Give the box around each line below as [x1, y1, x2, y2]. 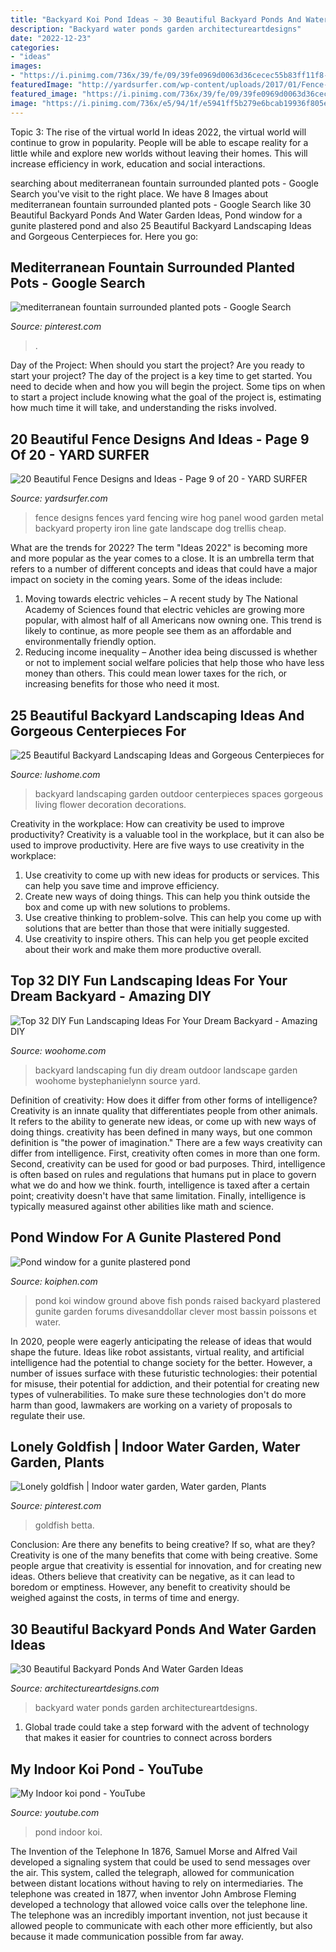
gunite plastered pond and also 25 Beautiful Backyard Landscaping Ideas [10, 219, 312, 231]
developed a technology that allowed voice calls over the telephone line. [10, 1899, 308, 1910]
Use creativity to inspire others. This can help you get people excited [24, 932, 309, 945]
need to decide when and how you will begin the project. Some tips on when [10, 381, 326, 393]
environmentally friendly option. [24, 636, 157, 648]
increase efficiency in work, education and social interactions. [10, 157, 266, 170]
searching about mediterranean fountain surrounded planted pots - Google [10, 177, 319, 189]
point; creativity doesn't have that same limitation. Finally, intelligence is [10, 1189, 307, 1201]
